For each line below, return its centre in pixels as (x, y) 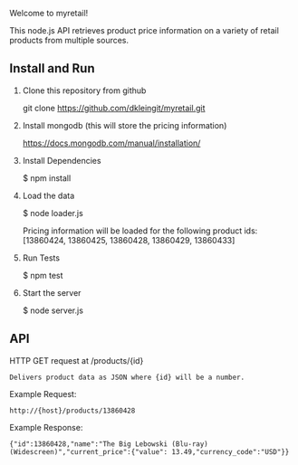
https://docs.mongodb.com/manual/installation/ (111, 143)
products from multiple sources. (69, 40)
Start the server (52, 292)
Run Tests (41, 258)
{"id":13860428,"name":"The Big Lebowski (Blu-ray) (109, 444)
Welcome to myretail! (49, 13)
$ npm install (47, 178)
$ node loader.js (53, 213)
